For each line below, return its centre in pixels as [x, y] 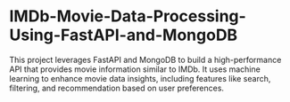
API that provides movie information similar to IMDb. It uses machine [135, 69]
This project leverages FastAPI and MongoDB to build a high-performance [145, 59]
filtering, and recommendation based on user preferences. [117, 88]
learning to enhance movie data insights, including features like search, [140, 78]
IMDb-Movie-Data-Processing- [128, 16]
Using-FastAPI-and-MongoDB [124, 35]
